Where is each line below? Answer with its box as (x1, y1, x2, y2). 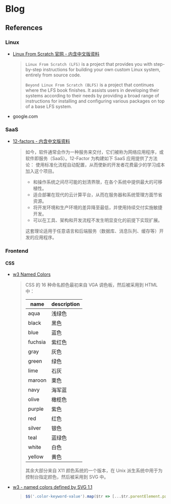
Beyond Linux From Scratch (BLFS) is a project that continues (25, 82, 154, 88)
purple (27, 406, 44, 413)
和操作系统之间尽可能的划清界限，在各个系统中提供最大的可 (33, 179, 158, 185)
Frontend (5, 248, 28, 255)
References (5, 23, 43, 32)
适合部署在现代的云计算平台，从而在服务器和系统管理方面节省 (33, 192, 163, 198)
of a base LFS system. (25, 103, 72, 110)
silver (27, 425, 41, 432)
